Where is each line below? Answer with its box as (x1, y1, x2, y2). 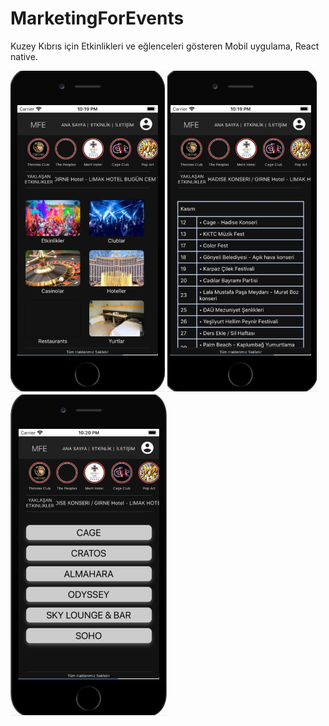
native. (10, 50, 38, 62)
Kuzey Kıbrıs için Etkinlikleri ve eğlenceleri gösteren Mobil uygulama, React (10, 40, 320, 52)
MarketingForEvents (10, 7, 185, 30)
